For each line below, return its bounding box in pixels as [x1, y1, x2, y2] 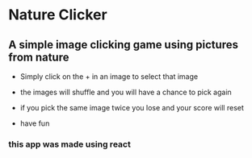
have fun [19, 118, 50, 128]
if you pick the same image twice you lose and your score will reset [19, 103, 245, 112]
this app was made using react [8, 139, 131, 150]
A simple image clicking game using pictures [8, 38, 239, 52]
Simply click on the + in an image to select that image [19, 72, 199, 81]
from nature [8, 50, 69, 64]
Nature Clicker [8, 6, 107, 24]
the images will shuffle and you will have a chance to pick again [19, 87, 232, 97]
